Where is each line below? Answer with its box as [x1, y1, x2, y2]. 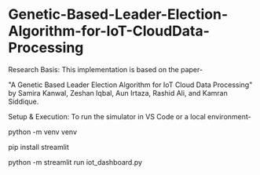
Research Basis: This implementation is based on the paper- [8, 64, 203, 74]
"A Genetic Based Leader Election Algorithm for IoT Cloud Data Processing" [8, 80, 253, 89]
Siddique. [8, 97, 39, 106]
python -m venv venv [8, 127, 77, 137]
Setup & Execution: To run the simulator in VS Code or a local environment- [8, 111, 251, 121]
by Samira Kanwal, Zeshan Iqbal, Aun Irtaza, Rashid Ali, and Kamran [8, 88, 228, 97]
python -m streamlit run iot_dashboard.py [8, 157, 143, 166]
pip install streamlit [8, 142, 69, 151]
